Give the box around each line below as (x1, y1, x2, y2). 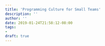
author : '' (5, 16, 27, 21)
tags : (5, 25, 16, 30)
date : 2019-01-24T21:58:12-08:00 (5, 20, 73, 25)
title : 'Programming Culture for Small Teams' (5, 7, 101, 12)
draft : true (5, 34, 29, 39)
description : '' (5, 11, 38, 16)
